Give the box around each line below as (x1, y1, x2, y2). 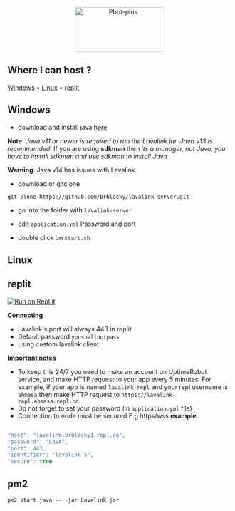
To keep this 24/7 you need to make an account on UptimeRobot (17, 367, 207, 376)
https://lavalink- (120, 391, 176, 398)
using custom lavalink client (17, 339, 100, 349)
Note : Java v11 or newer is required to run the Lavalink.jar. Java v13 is (7, 136, 213, 145)
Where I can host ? (7, 64, 92, 76)
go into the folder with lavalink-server (17, 205, 132, 214)
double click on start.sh (17, 233, 90, 242)
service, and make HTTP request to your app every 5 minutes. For (17, 375, 211, 383)
